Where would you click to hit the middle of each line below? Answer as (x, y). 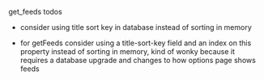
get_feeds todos (35, 12)
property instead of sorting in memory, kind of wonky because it (127, 51)
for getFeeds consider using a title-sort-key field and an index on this (136, 43)
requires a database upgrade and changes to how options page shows (138, 60)
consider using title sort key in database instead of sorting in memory (136, 27)
